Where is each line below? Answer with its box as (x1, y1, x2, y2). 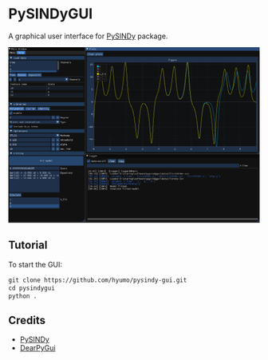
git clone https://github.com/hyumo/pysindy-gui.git (8, 276, 187, 284)
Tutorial (8, 239, 48, 252)
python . (8, 292, 37, 300)
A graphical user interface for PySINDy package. (8, 31, 168, 41)
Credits (8, 314, 46, 327)
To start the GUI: (8, 259, 62, 269)
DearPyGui (19, 343, 56, 353)
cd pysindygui (8, 284, 56, 292)
